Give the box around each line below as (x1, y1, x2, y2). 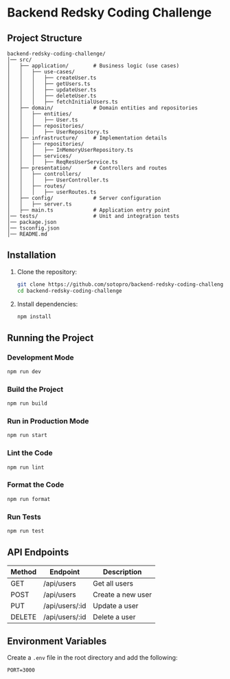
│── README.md (7, 231, 48, 238)
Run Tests (7, 512, 41, 522)
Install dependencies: (16, 300, 78, 308)
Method (10, 567, 37, 577)
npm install (16, 313, 51, 320)
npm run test (7, 527, 45, 534)
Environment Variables (7, 636, 107, 647)
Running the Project (7, 332, 94, 344)
